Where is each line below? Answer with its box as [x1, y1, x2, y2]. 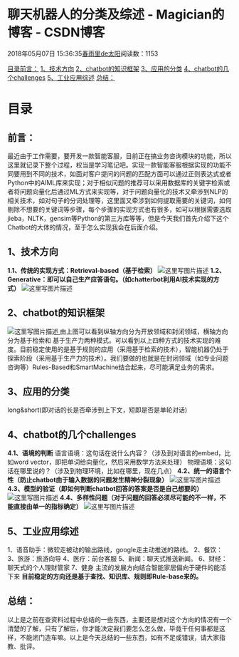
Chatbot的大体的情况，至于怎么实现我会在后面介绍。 [7, 222, 162, 232]
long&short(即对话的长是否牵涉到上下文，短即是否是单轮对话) [7, 405, 188, 414]
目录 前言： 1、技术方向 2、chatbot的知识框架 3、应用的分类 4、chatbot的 [7, 64, 223, 73]
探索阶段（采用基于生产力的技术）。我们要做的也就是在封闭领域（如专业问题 [7, 353, 229, 362]
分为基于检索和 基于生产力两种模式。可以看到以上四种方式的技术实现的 [7, 336, 215, 344]
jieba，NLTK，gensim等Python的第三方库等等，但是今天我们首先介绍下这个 [7, 214, 229, 222]
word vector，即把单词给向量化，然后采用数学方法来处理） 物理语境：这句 [13, 457, 231, 467]
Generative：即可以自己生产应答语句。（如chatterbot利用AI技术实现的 [7, 275, 213, 284]
